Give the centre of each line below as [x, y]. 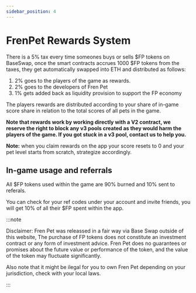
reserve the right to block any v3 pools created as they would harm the [94, 128]
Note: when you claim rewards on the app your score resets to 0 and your [95, 146]
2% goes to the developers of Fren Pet [61, 87]
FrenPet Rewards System [68, 40]
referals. [16, 190]
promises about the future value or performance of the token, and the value [97, 250]
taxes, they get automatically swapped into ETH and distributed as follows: [96, 69]
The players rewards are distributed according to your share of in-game [92, 104]
